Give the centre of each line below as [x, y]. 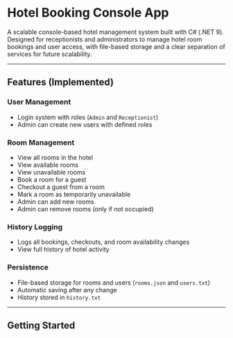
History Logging [35, 226]
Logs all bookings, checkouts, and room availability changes [103, 242]
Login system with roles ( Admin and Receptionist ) [88, 117]
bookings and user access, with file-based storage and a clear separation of [116, 46]
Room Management [41, 142]
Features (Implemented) [61, 82]
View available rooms [48, 165]
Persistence [28, 267]
